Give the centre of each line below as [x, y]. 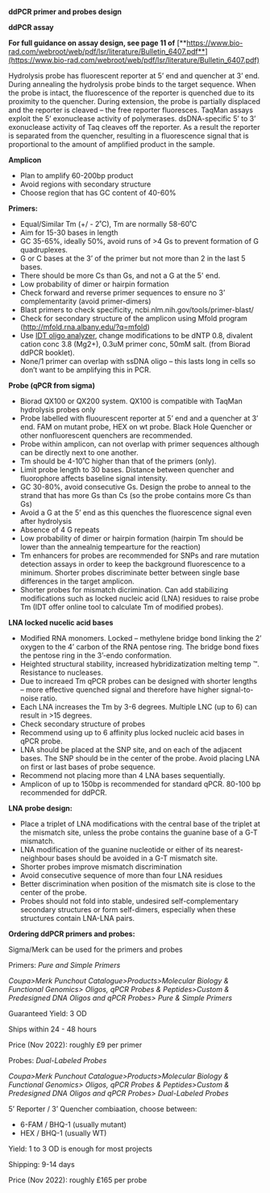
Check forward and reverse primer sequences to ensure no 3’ [123, 293]
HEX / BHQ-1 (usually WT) [63, 1133]
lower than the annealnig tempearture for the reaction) [110, 547]
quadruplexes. [44, 250]
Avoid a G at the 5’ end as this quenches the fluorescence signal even [136, 513]
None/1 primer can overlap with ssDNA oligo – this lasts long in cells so [138, 361]
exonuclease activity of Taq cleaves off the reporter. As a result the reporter [134, 127]
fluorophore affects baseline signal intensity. [93, 478]
